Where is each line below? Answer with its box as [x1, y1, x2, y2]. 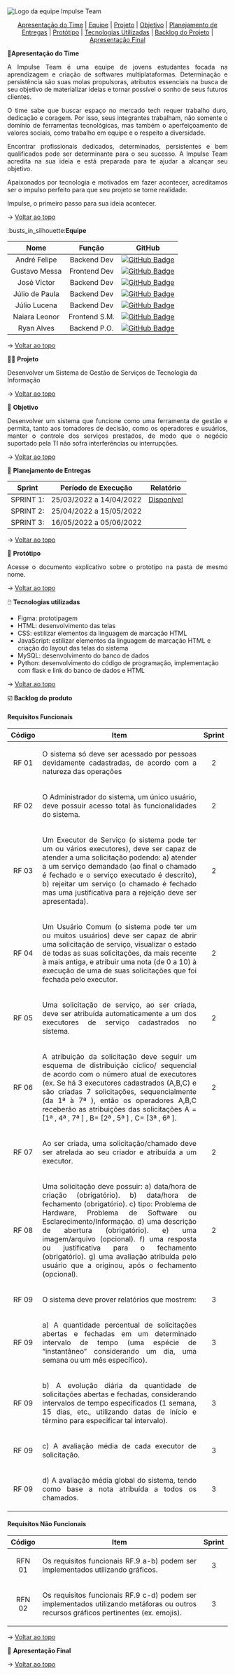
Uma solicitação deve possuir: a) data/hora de [42, 1182, 197, 1192]
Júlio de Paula [13, 289, 59, 298]
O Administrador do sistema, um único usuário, [42, 792, 197, 802]
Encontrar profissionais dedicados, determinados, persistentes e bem [7, 142, 228, 150]
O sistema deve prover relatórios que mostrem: [42, 1295, 197, 1304]
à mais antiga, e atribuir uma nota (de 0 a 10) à [42, 957, 197, 967]
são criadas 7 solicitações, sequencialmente [42, 1087, 197, 1097]
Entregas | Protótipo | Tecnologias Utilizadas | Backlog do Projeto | [22, 28, 213, 36]
